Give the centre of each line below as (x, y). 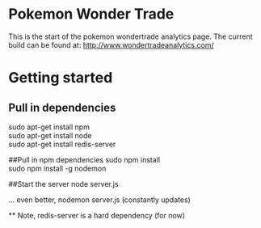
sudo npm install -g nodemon (57, 168)
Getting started (61, 78)
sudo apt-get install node (50, 135)
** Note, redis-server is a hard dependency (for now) (97, 215)
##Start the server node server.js (63, 184)
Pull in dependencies (62, 107)
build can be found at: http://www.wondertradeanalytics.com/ (111, 44)
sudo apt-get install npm (49, 127)
